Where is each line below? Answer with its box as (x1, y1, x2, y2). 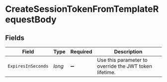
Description (114, 48, 143, 55)
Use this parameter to (96, 57, 148, 63)
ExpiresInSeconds (7, 63, 49, 69)
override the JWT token (96, 63, 153, 70)
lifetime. (96, 69, 116, 76)
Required (70, 48, 92, 55)
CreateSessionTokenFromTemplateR (5, 3, 159, 15)
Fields (5, 34, 25, 42)
